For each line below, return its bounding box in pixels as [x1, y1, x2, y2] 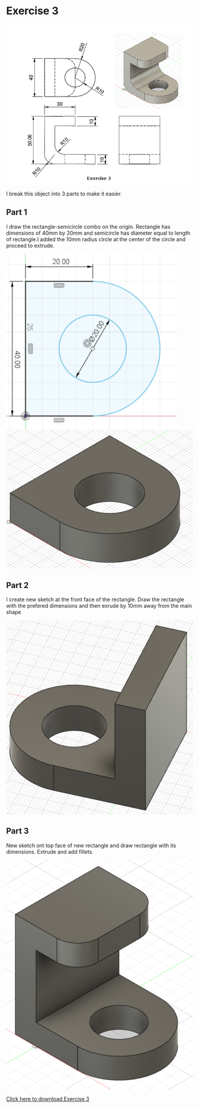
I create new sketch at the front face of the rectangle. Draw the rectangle [6, 596, 185, 603]
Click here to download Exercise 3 [6, 1095, 90, 1102]
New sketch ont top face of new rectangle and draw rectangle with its [6, 842, 176, 849]
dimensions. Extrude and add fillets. [6, 848, 94, 855]
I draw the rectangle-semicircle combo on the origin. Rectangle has [6, 223, 171, 230]
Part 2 [6, 580, 29, 590]
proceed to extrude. [6, 242, 55, 249]
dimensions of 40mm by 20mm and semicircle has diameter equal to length [6, 229, 191, 237]
